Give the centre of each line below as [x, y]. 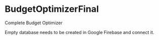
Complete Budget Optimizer [34, 23]
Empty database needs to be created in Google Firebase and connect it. [79, 32]
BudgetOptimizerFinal [52, 9]
